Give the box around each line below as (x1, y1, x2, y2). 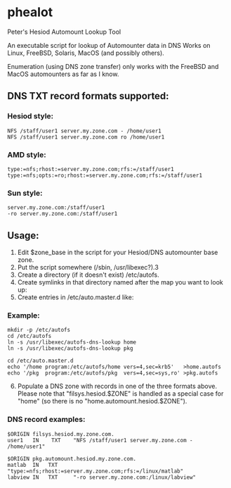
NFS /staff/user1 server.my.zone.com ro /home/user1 (7, 133, 165, 141)
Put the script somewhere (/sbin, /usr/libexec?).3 (17, 263, 159, 272)
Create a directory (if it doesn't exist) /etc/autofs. (17, 270, 159, 279)
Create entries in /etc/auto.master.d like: (17, 293, 134, 301)
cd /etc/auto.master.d (7, 357, 74, 365)
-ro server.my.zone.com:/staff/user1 (7, 211, 118, 218)
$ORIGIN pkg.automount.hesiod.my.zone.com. (7, 455, 137, 462)
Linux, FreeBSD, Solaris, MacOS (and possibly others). (7, 49, 165, 57)
